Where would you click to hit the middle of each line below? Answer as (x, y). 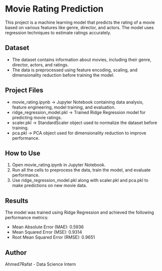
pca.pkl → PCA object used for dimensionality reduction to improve (79, 133)
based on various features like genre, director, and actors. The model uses (80, 27)
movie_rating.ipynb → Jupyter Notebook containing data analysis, (78, 102)
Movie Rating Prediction (54, 9)
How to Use (23, 153)
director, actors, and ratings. (40, 64)
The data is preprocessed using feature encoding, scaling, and (75, 70)
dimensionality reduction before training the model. (63, 75)
